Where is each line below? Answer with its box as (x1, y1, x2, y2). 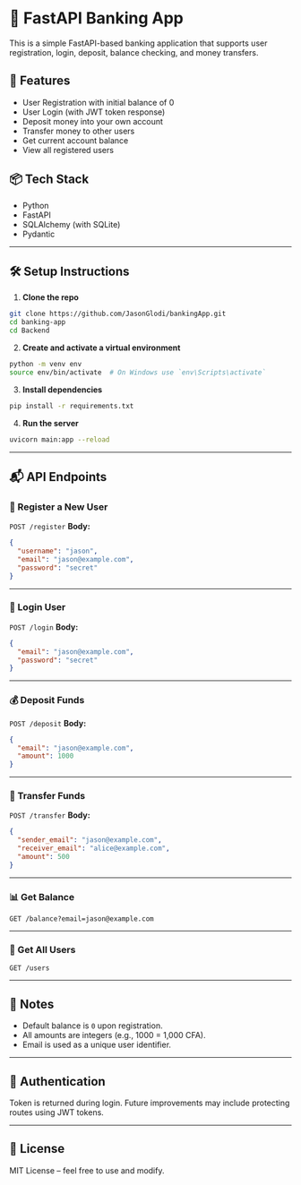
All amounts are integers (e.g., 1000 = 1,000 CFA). (21, 1030, 206, 1041)
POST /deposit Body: (9, 717, 87, 728)
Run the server (21, 417, 79, 428)
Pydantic (21, 228, 56, 239)
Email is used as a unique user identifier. (21, 1039, 172, 1051)
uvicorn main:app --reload (9, 434, 110, 444)
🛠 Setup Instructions (9, 263, 130, 279)
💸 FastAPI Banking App (9, 8, 184, 29)
